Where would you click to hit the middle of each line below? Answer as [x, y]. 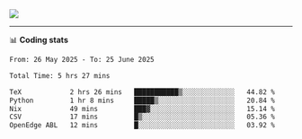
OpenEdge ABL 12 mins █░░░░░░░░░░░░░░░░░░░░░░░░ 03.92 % [142, 126]
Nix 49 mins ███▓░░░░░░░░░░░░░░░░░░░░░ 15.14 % [142, 109]
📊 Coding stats [39, 40]
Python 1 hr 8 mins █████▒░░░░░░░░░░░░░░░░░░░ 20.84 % [142, 100]
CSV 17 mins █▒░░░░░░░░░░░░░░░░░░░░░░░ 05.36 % [142, 117]
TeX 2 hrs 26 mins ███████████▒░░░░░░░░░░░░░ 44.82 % [142, 92]
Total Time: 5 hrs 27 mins [60, 75]
